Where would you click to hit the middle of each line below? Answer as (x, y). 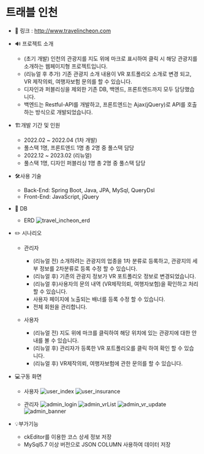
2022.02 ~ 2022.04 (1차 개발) (60, 140)
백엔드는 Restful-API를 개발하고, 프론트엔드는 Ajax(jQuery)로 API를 (105, 104)
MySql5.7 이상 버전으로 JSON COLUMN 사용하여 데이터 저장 (97, 444)
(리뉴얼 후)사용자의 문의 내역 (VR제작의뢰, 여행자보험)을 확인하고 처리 (115, 284)
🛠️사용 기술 (28, 176)
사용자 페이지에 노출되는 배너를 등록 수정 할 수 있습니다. (99, 299)
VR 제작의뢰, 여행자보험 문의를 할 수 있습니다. (78, 81)
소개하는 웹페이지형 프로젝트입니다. (66, 66)
